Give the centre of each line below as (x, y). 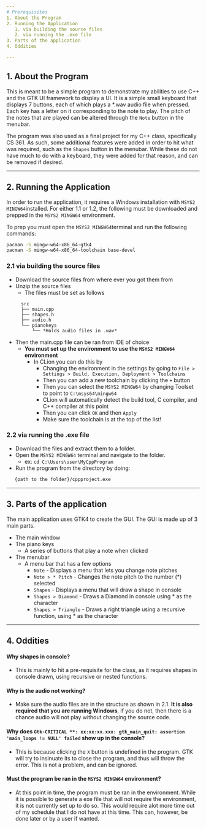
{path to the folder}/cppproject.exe (63, 479)
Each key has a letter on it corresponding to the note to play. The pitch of (98, 111)
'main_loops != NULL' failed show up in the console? (76, 738)
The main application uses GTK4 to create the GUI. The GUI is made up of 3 (102, 519)
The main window (38, 537)
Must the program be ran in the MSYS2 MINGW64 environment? (84, 779)
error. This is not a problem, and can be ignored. (76, 765)
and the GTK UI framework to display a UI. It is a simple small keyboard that (102, 98)
